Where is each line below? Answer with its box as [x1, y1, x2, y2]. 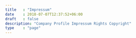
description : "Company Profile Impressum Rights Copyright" [5, 21, 132, 26]
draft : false [5, 16, 39, 21]
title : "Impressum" [5, 7, 52, 12]
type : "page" [5, 26, 41, 31]
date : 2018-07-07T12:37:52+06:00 [5, 12, 83, 17]
